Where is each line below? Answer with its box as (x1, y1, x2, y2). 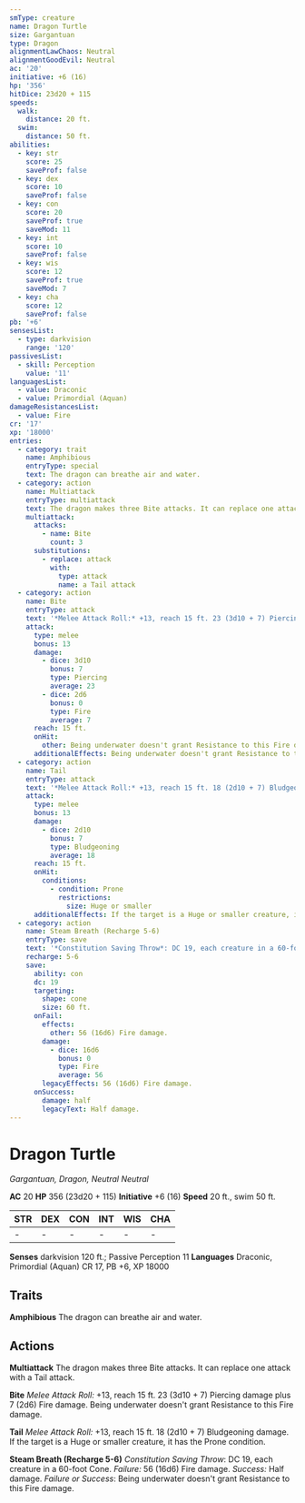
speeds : (9, 97, 39, 107)
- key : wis (17, 258, 59, 268)
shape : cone (42, 994, 88, 1004)
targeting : (33, 986, 75, 995)
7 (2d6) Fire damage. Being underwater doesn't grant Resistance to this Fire (9, 1399, 294, 1410)
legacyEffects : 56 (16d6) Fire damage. (42, 1079, 193, 1088)
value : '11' (25, 368, 71, 378)
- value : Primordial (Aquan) (17, 394, 128, 403)
